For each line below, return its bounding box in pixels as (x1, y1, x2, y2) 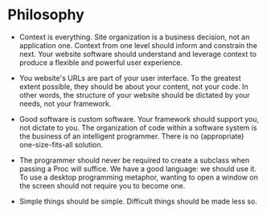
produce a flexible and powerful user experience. (18, 58, 183, 67)
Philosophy (7, 6, 85, 24)
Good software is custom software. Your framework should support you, (18, 114, 259, 123)
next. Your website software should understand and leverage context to (18, 49, 257, 59)
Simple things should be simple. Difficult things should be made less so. (18, 196, 258, 206)
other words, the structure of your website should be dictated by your (18, 90, 250, 99)
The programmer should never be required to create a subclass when (18, 155, 250, 165)
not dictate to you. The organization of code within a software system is (18, 123, 257, 132)
